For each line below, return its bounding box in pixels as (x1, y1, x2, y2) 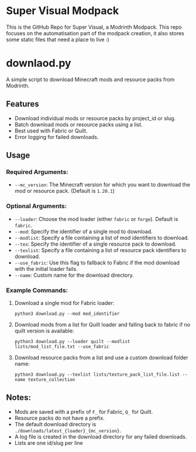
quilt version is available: (14, 327, 74, 334)
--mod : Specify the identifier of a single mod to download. (14, 227, 153, 235)
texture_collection (27, 376, 75, 382)
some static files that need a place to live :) (6, 36, 109, 43)
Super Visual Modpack (6, 4, 119, 18)
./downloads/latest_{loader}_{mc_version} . (14, 427, 122, 434)
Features (6, 99, 39, 109)
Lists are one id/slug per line (14, 439, 83, 446)
